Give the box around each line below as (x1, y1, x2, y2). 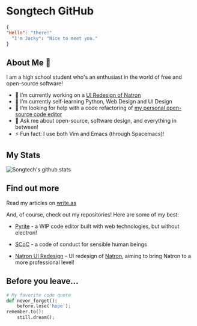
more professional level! (14, 259, 75, 266)
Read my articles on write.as (6, 199, 77, 206)
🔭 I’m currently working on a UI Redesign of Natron (14, 91, 141, 99)
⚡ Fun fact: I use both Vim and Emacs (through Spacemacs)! (14, 131, 165, 138)
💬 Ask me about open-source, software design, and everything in (14, 117, 177, 125)
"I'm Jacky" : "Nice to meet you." (11, 35, 98, 42)
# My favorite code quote (6, 292, 71, 298)
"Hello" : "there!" (6, 29, 52, 35)
